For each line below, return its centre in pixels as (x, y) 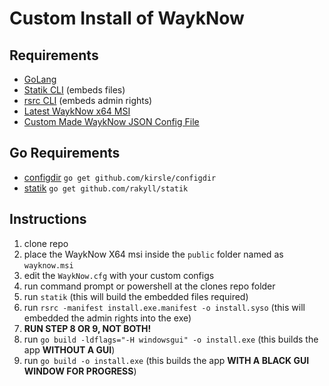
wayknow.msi (48, 265)
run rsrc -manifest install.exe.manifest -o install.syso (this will (164, 307)
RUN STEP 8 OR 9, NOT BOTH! (87, 328)
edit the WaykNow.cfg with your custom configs (119, 275)
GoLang (40, 79)
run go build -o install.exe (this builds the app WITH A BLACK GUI (166, 360)
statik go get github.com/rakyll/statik (106, 188)
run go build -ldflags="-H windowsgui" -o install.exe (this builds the (171, 339)
